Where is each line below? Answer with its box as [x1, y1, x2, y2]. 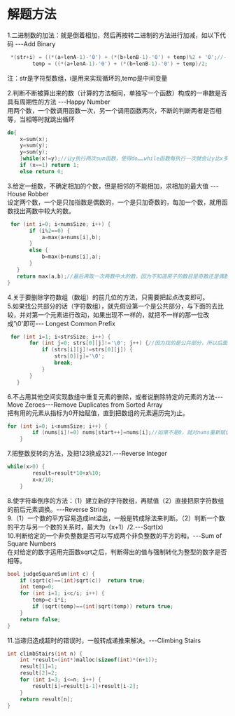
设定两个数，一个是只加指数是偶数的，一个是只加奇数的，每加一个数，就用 [7, 198, 222, 206]
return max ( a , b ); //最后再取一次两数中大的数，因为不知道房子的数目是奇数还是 [16, 273, 219, 280]
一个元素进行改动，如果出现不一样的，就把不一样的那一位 [37, 310, 204, 319]
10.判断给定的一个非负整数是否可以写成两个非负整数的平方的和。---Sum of [7, 531, 222, 540]
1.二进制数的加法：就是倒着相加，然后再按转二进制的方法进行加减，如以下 [7, 31, 220, 39]
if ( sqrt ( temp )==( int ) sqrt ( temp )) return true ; [32, 603, 173, 610]
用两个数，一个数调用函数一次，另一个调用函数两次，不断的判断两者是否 [7, 106, 215, 114]
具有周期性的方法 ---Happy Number [7, 97, 111, 106]
